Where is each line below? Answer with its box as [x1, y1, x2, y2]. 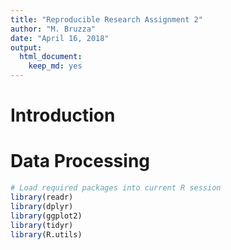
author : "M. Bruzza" [10, 24, 97, 34]
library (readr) [10, 192, 74, 202]
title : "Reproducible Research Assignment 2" [10, 14, 203, 25]
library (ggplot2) [10, 211, 83, 221]
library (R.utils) [10, 229, 83, 240]
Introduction [10, 104, 116, 127]
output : [10, 42, 43, 53]
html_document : [19, 52, 83, 62]
